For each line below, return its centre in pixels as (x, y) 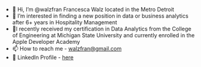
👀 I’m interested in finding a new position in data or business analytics (100, 16)
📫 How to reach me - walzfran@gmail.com (67, 48)
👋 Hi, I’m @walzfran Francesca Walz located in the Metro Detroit (93, 9)
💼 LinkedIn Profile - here (43, 57)
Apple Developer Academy (46, 42)
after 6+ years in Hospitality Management (65, 22)
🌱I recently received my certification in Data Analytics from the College (102, 29)
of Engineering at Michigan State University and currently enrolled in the (103, 35)
